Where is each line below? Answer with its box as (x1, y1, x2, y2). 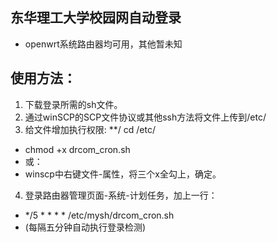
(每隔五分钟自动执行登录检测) (24, 221, 147, 233)
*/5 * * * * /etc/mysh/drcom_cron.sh (24, 209, 175, 221)
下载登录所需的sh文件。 (24, 98, 123, 110)
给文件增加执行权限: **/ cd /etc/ (24, 123, 156, 135)
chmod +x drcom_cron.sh (24, 143, 131, 155)
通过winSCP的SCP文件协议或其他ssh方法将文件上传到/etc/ (24, 111, 267, 123)
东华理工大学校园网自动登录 (10, 9, 182, 27)
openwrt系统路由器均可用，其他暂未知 (24, 38, 183, 50)
